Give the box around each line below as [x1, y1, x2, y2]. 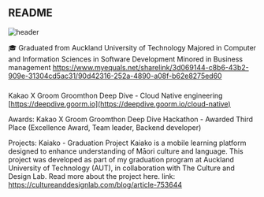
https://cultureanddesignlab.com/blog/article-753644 [8, 180, 183, 189]
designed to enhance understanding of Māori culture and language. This [8, 146, 244, 156]
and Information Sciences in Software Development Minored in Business [8, 54, 244, 64]
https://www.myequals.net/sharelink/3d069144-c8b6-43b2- [52, 62, 250, 72]
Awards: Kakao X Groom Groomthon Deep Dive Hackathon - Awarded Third [8, 114, 254, 124]
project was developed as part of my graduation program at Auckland [8, 154, 235, 164]
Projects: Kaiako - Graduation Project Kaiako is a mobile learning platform [8, 138, 247, 147]
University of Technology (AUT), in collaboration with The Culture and [8, 163, 235, 173]
